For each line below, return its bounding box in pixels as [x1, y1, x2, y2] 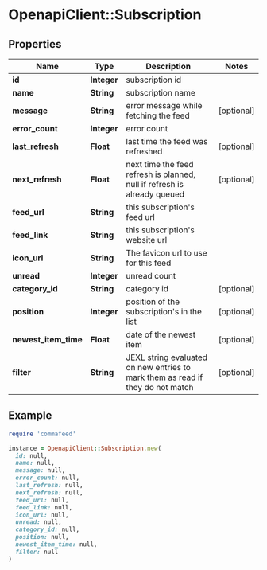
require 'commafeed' [8, 430, 77, 438]
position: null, [15, 533, 69, 541]
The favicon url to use [126, 248, 208, 258]
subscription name [126, 88, 196, 98]
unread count [126, 271, 176, 281]
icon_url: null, [15, 511, 69, 519]
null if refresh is [126, 179, 184, 189]
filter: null [15, 548, 59, 556]
